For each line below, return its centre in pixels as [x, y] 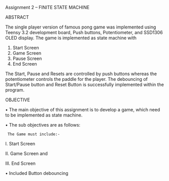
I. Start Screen [20, 144]
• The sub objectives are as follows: [43, 125]
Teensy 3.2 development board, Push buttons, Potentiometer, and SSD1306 [84, 32]
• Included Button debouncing [37, 173]
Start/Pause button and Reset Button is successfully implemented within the [84, 84]
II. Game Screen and [27, 154]
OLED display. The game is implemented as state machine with [71, 38]
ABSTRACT [17, 17]
